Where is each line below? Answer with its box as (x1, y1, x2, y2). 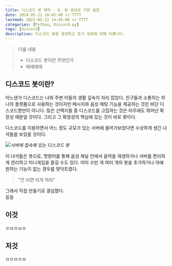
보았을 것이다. (18, 131, 47, 137)
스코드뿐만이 (5, 107, 31, 113)
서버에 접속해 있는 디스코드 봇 (10, 142, 70, 148)
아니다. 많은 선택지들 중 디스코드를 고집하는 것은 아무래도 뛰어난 (31, 107, 159, 113)
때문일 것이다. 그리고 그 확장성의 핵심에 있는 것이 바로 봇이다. (14, 113, 137, 120)
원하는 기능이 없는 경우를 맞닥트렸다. (5, 165, 78, 172)
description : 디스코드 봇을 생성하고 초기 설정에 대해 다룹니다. (5, 31, 125, 36)
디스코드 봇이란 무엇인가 (25, 57, 74, 63)
